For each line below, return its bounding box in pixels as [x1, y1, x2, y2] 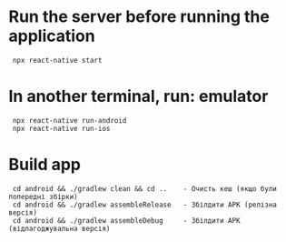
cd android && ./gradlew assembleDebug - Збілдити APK [12, 216, 242, 225]
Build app [8, 155, 81, 175]
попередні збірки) [8, 192, 78, 201]
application [8, 25, 96, 46]
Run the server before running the [8, 6, 270, 27]
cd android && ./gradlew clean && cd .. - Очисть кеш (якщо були [12, 184, 278, 193]
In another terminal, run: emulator [8, 86, 269, 106]
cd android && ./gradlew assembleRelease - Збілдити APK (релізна [12, 200, 278, 209]
